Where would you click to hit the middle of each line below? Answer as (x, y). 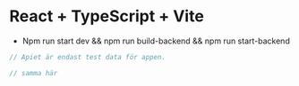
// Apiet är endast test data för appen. (88, 57)
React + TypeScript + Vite (107, 16)
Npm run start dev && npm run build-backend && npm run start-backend (156, 41)
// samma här (34, 73)
